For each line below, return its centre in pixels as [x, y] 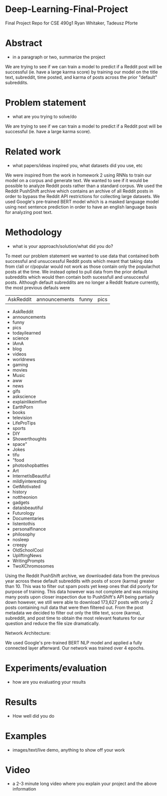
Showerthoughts [29, 439]
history [20, 492]
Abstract [24, 43]
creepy [20, 545]
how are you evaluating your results [49, 682]
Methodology [34, 232]
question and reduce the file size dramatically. [53, 623]
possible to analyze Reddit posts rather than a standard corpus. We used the [84, 186]
